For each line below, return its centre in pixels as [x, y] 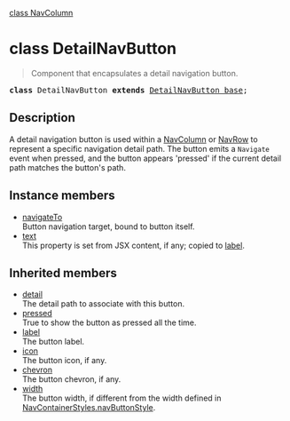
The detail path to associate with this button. [103, 304]
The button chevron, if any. [71, 379]
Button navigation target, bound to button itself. [108, 226]
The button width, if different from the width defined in [121, 398]
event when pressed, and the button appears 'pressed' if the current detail [145, 158]
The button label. [53, 342]
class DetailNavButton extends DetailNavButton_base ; [129, 90]
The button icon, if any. [64, 361]
